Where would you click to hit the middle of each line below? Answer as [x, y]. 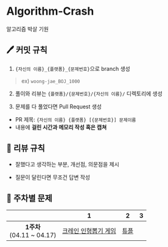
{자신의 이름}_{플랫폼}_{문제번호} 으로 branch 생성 [73, 68]
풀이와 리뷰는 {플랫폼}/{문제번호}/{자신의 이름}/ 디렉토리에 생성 [89, 94]
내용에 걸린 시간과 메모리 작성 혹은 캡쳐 [61, 127]
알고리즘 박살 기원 [27, 29]
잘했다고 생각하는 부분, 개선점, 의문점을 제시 [67, 164]
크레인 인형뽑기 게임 [89, 231]
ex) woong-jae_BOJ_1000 [51, 81]
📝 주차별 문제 [30, 198]
